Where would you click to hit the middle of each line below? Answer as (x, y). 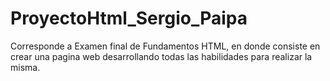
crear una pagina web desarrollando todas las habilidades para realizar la (161, 56)
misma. (25, 67)
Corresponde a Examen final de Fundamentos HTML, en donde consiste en (165, 46)
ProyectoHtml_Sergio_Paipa (129, 18)
